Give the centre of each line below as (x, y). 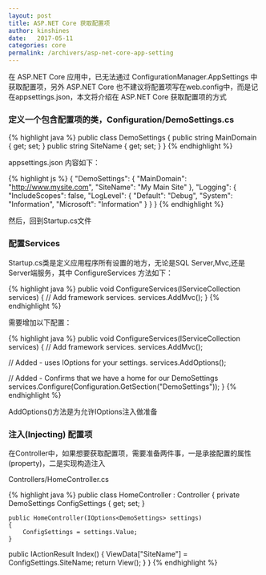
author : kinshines (39, 30)
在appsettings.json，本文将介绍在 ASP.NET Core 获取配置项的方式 (117, 97)
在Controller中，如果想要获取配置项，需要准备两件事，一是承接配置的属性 (130, 453)
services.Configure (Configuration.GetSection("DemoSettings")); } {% (123, 387)
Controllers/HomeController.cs (59, 479)
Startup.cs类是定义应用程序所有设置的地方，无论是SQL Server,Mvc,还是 (127, 262)
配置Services (34, 244)
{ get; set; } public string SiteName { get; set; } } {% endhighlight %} (121, 146)
